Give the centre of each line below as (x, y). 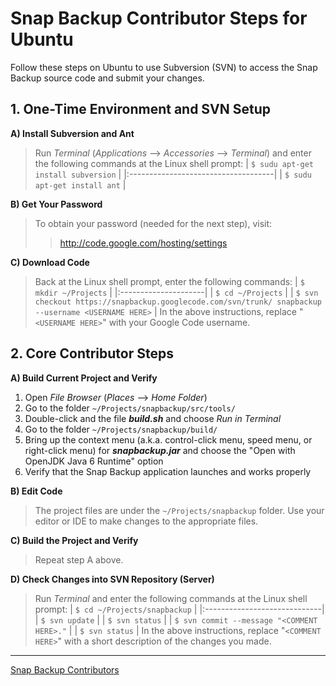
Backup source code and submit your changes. (107, 78)
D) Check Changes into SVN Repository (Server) (112, 579)
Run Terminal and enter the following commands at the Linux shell (171, 598)
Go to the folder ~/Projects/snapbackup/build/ (121, 429)
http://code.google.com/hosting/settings (143, 243)
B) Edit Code (36, 491)
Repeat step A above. (79, 559)
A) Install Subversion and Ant (72, 133)
